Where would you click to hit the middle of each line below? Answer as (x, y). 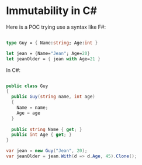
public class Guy (27, 86)
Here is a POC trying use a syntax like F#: (56, 27)
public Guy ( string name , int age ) (53, 97)
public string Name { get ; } (47, 129)
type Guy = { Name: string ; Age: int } (52, 43)
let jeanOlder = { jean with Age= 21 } (53, 59)
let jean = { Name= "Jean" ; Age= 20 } (48, 53)
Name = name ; (32, 108)
